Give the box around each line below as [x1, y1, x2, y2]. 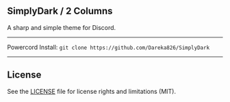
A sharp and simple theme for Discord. [7, 23, 116, 31]
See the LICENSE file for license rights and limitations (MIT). [7, 87, 177, 95]
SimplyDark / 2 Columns [7, 5, 113, 17]
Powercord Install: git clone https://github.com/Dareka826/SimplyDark [7, 43, 210, 51]
